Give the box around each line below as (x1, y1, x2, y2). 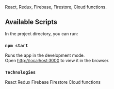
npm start (5, 43, 28, 48)
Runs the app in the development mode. (5, 52, 85, 58)
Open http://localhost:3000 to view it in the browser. (5, 58, 110, 64)
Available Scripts (5, 18, 57, 26)
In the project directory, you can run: (5, 31, 78, 37)
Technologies (5, 70, 36, 75)
